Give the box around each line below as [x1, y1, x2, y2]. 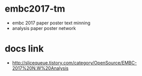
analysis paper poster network [12, 25, 76, 31]
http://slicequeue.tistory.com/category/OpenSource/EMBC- [12, 59, 137, 66]
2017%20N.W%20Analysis [12, 65, 69, 71]
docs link [5, 43, 44, 55]
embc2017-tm [5, 3, 65, 15]
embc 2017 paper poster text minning [12, 20, 91, 26]
